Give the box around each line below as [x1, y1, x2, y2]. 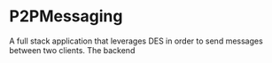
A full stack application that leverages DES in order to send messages [9, 35, 263, 46]
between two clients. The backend [9, 44, 136, 55]
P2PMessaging [9, 6, 123, 27]
